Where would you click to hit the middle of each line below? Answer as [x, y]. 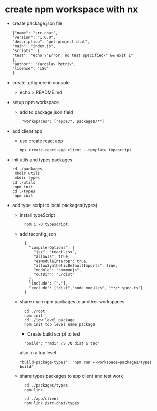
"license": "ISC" [30, 68]
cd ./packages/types [46, 385]
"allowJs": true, [52, 256]
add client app [27, 131]
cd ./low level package [49, 320]
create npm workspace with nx [71, 9]
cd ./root [35, 311]
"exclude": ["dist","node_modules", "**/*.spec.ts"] [86, 288]
